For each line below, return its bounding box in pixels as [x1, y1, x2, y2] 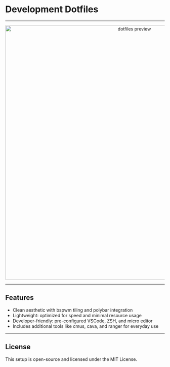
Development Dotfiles [5, 4, 99, 15]
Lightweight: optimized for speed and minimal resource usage [12, 312, 142, 318]
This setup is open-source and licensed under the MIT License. [5, 356, 138, 362]
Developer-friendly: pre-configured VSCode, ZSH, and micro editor [12, 318, 153, 324]
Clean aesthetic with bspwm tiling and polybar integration [12, 307, 133, 313]
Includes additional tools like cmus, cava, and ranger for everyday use [12, 323, 159, 329]
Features [5, 293, 34, 302]
